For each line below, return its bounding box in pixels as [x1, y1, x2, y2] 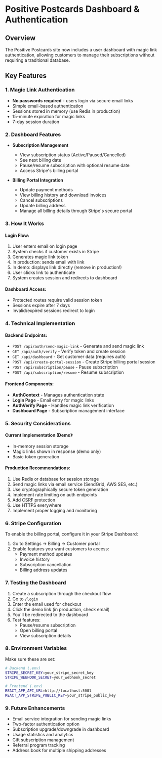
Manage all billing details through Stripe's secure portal [19, 208, 132, 214]
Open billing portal [19, 627, 58, 633]
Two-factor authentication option [12, 721, 80, 727]
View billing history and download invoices [19, 192, 107, 198]
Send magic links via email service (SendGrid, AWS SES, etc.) [12, 481, 138, 487]
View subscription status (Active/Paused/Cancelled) [19, 152, 126, 158]
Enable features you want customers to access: [12, 546, 110, 552]
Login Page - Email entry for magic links [12, 397, 94, 403]
